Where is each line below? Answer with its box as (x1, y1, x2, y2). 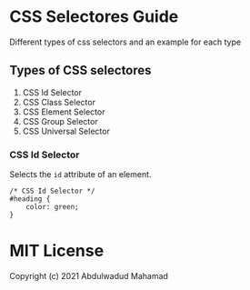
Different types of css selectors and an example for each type (9, 36, 242, 47)
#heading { (9, 195, 51, 204)
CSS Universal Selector (22, 125, 111, 136)
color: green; (25, 203, 79, 212)
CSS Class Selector (22, 96, 95, 107)
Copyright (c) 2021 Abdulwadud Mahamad (9, 270, 168, 281)
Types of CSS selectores (9, 63, 152, 78)
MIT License (9, 241, 105, 261)
